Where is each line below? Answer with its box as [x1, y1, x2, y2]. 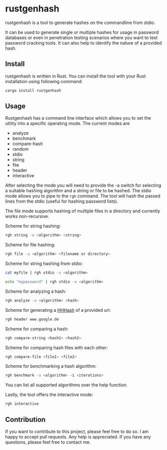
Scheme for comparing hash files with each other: [5, 344, 108, 350]
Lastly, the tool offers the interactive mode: [5, 391, 93, 398]
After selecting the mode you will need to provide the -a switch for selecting [5, 182, 162, 188]
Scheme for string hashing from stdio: [5, 261, 83, 267]
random [12, 146, 29, 152]
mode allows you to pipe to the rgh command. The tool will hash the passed [5, 193, 161, 199]
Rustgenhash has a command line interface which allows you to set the [5, 115, 151, 121]
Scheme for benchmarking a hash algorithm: [5, 363, 97, 369]
